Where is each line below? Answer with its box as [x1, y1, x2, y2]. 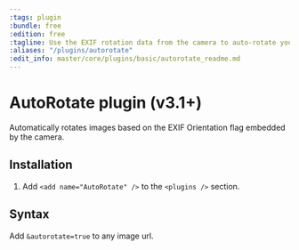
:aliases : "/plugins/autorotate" [9, 46, 133, 55]
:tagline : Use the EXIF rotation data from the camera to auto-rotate [9, 37, 277, 47]
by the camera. [9, 131, 65, 142]
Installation [9, 157, 73, 173]
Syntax [9, 206, 50, 222]
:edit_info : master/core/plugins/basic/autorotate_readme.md [9, 54, 241, 63]
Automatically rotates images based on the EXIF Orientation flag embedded [9, 122, 287, 133]
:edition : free [9, 29, 66, 38]
